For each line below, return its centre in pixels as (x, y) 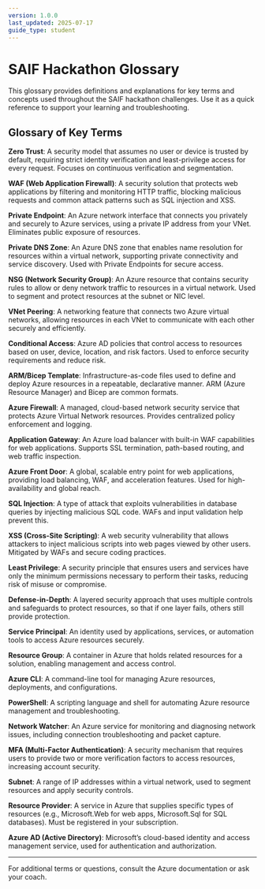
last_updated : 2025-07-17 (50, 23)
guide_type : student (42, 30)
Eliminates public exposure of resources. (74, 232)
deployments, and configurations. (63, 687)
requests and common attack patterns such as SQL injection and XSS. (122, 200)
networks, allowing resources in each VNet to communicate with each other (131, 320)
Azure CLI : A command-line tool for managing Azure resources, (112, 679)
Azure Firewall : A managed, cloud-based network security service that (124, 407)
